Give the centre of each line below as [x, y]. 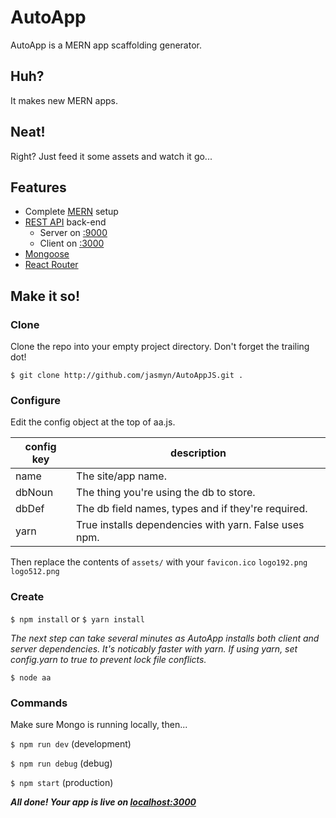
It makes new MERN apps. [64, 100]
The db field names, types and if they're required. [192, 509]
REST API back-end [65, 222]
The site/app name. [121, 476]
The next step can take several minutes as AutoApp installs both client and [165, 638]
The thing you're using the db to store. [166, 493]
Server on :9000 [73, 233]
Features [38, 187]
